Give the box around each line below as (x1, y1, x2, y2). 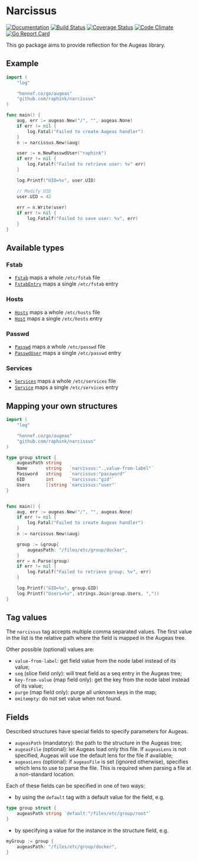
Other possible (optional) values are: (6, 646, 94, 653)
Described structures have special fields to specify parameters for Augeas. (6, 728, 189, 735)
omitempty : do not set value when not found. (14, 695, 122, 702)
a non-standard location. (14, 771, 75, 778)
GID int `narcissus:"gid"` (16, 477, 115, 483)
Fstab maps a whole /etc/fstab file (14, 274, 100, 281)
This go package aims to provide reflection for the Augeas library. (6, 41, 166, 48)
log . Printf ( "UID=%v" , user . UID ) (16, 177, 96, 183)
